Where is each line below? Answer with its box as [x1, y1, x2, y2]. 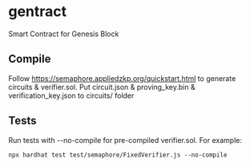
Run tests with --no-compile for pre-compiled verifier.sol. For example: [8, 135, 243, 145]
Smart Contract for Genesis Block [8, 29, 119, 39]
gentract [8, 2, 67, 21]
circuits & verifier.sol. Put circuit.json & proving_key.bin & [8, 82, 196, 92]
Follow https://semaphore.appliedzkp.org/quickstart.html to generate [8, 73, 236, 83]
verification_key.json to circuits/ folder [8, 91, 135, 100]
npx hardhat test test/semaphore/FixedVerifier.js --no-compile [8, 151, 228, 159]
